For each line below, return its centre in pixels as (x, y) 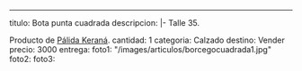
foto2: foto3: (32, 59)
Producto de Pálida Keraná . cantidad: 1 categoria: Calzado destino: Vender (147, 40)
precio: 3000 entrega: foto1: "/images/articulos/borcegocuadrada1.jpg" (141, 49)
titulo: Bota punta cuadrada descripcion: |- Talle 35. (105, 23)
